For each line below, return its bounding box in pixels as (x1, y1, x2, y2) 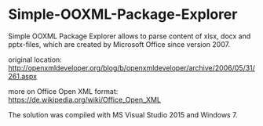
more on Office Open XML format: (8, 86, 119, 95)
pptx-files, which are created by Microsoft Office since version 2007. (8, 39, 230, 49)
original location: (8, 55, 63, 64)
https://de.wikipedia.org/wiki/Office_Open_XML (8, 95, 161, 104)
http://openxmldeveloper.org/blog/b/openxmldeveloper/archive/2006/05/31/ (8, 63, 255, 72)
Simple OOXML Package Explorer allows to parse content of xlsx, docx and (8, 31, 251, 41)
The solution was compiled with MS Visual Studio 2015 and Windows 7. (8, 110, 238, 119)
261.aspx (8, 71, 38, 81)
